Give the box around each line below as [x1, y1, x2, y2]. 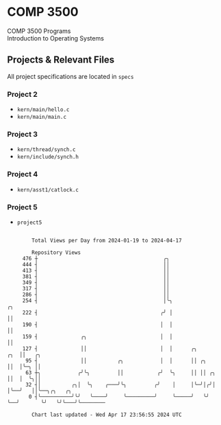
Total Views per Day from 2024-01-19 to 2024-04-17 [31, 237, 183, 244]
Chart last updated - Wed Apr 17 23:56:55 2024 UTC [31, 411, 183, 418]
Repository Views [31, 249, 81, 256]
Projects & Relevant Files [7, 54, 115, 66]
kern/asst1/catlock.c [16, 186, 79, 193]
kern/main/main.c [16, 114, 67, 121]
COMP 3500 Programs [7, 27, 71, 35]
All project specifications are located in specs [7, 72, 134, 80]
